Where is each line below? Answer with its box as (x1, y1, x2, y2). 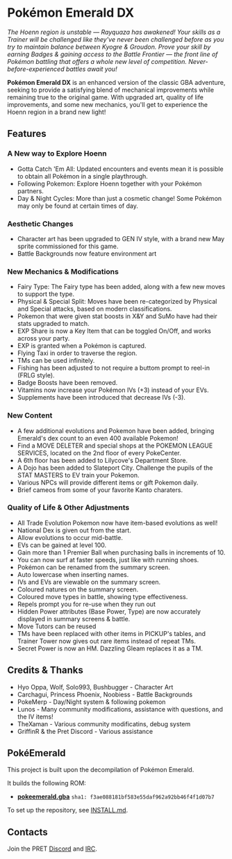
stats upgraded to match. (17, 320, 90, 328)
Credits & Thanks (7, 664, 83, 676)
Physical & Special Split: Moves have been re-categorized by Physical (17, 297, 217, 306)
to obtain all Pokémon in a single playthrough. (17, 172, 148, 180)
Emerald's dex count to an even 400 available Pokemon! (17, 434, 179, 442)
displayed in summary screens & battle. (17, 614, 131, 623)
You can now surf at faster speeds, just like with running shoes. (17, 555, 199, 564)
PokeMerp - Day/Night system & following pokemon (17, 697, 166, 706)
